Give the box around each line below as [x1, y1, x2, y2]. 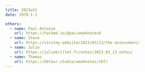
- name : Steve [10, 35, 40, 41]
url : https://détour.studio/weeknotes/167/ [14, 59, 108, 64]
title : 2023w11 [5, 7, 38, 13]
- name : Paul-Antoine [10, 26, 56, 31]
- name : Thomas [10, 54, 42, 59]
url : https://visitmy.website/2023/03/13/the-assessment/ [14, 40, 140, 46]
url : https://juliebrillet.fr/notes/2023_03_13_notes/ [14, 49, 133, 55]
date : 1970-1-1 [5, 12, 38, 17]
